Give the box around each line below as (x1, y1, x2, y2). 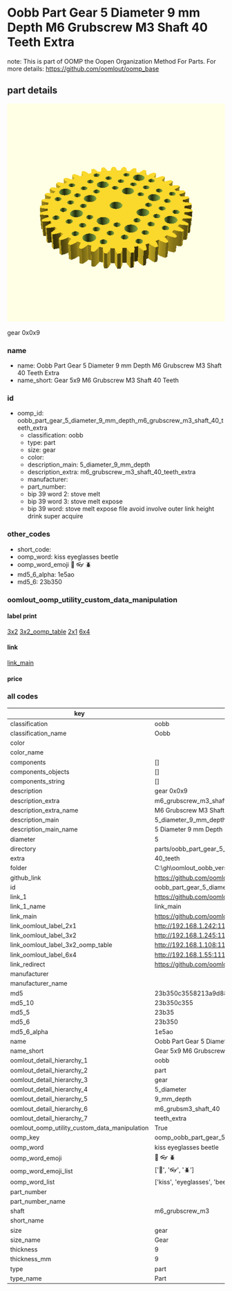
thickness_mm (10, 1255, 52, 1263)
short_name (10, 1216, 44, 1225)
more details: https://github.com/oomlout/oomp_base (7, 64, 159, 73)
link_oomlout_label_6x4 (10, 950, 77, 959)
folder (10, 864, 28, 872)
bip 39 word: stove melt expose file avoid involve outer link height (27, 505, 215, 513)
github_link (10, 874, 41, 882)
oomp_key (10, 1133, 40, 1141)
